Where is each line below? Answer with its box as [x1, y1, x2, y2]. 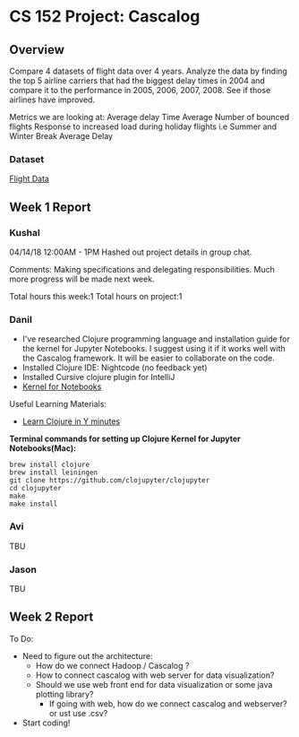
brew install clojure [9, 460, 90, 470]
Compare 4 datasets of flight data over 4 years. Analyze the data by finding [9, 65, 288, 76]
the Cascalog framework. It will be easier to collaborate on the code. [21, 352, 275, 364]
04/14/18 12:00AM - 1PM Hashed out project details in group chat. [9, 247, 252, 257]
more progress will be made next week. [9, 273, 155, 284]
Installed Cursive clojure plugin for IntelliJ [21, 372, 175, 383]
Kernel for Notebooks [21, 381, 102, 392]
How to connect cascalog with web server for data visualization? [35, 670, 275, 681]
